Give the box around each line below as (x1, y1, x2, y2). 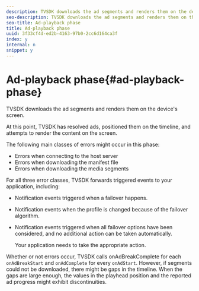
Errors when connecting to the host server (14, 152, 118, 159)
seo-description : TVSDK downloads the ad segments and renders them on (6, 14, 187, 20)
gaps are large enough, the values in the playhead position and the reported (6, 271, 191, 279)
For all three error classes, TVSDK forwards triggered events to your (6, 176, 173, 184)
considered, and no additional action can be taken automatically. (14, 230, 172, 237)
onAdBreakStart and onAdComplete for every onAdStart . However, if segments (6, 259, 192, 266)
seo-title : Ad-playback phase (6, 20, 81, 26)
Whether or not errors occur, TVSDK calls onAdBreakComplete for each (6, 253, 182, 260)
